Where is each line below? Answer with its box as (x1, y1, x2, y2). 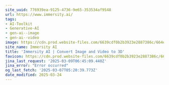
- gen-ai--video (5, 35, 39, 40)
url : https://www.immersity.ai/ (5, 12, 73, 17)
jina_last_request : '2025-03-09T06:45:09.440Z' (5, 58, 107, 63)
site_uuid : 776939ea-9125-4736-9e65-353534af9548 (5, 7, 112, 12)
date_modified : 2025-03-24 (5, 72, 62, 77)
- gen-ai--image (5, 30, 39, 35)
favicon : (5, 53, 24, 59)
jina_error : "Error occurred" (5, 63, 69, 68)
